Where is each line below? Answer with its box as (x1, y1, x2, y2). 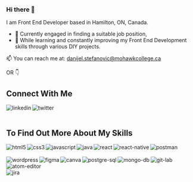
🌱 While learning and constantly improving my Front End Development (14, 37, 187, 44)
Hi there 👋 (6, 5, 36, 14)
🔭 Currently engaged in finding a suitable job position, (14, 30, 147, 37)
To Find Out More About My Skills (6, 128, 133, 138)
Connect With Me (6, 89, 73, 99)
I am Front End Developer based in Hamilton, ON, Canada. (6, 19, 149, 26)
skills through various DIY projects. (14, 43, 101, 50)
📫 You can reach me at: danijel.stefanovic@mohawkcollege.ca (6, 55, 161, 62)
